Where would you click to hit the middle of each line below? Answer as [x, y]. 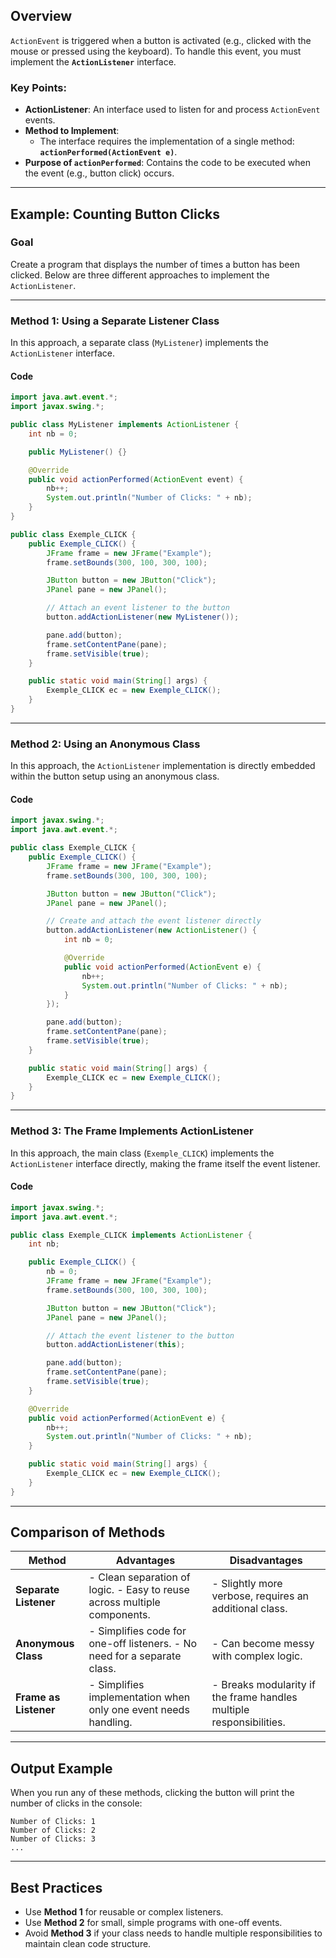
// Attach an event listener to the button [138, 608]
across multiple [124, 1602]
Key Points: [38, 87]
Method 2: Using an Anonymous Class [105, 744]
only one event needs [139, 1710]
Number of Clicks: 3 [53, 1839]
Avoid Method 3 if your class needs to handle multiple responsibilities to [173, 1933]
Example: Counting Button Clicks [115, 214]
